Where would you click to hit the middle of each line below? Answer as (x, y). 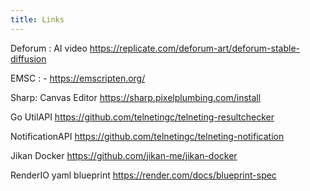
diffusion (28, 58)
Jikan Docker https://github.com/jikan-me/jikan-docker (124, 155)
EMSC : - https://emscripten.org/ (78, 78)
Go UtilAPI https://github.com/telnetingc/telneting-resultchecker (142, 117)
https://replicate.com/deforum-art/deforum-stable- (195, 48)
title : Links (37, 19)
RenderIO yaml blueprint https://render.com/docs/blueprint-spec (143, 175)
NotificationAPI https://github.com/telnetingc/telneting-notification (147, 136)
